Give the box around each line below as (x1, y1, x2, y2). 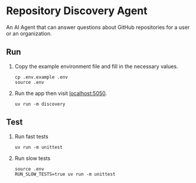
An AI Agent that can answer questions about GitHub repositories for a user (6, 24, 190, 31)
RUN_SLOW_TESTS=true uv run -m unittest (14, 171, 116, 177)
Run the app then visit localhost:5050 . (14, 90, 107, 97)
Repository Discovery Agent (6, 4, 148, 18)
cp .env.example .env (14, 74, 68, 80)
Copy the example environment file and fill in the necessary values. (14, 63, 178, 70)
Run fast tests (14, 133, 48, 140)
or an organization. (6, 30, 52, 37)
